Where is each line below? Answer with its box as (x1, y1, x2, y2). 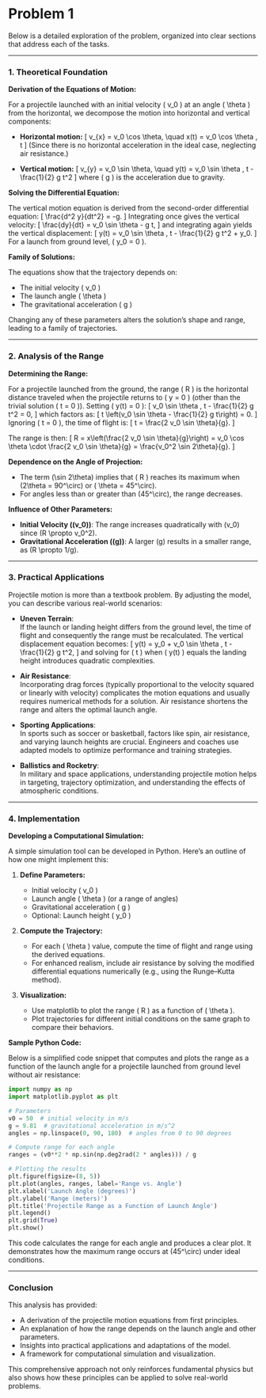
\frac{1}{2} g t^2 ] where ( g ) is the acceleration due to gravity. (19, 173, 226, 182)
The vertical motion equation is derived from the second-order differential (8, 203, 249, 213)
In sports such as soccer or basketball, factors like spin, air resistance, (19, 728, 250, 738)
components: (8, 116, 51, 127)
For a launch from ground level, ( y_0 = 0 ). (8, 237, 146, 246)
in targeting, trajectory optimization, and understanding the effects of (19, 777, 245, 787)
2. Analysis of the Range (8, 351, 104, 362)
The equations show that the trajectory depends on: (8, 268, 178, 277)
